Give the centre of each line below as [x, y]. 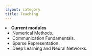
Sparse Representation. [36, 43]
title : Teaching [22, 14]
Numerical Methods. [33, 33]
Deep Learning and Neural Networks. [50, 48]
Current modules [29, 28]
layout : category [23, 9]
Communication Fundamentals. [44, 38]
